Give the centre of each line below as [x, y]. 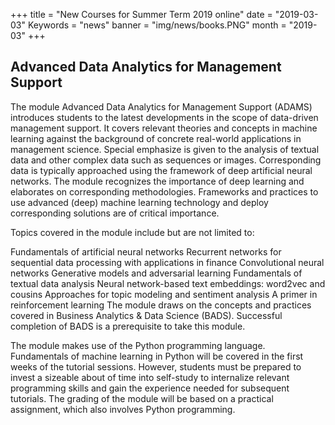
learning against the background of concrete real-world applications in [156, 138]
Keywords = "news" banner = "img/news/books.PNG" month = [157, 25]
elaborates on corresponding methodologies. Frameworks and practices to [164, 191]
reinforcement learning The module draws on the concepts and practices [161, 305]
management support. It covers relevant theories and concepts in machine [164, 128]
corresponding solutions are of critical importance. [115, 213]
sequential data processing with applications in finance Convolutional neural [167, 262]
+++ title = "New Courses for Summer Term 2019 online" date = [141, 14]
